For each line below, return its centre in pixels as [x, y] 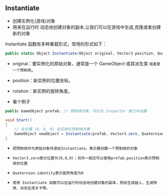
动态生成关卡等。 [35, 188]
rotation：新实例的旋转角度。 [42, 91]
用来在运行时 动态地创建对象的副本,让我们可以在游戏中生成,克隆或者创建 [86, 27]
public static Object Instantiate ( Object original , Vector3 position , [80, 53]
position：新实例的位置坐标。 [43, 80]
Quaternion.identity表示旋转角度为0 [48, 173]
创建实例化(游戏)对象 [34, 21]
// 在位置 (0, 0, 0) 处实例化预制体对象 [52, 129]
